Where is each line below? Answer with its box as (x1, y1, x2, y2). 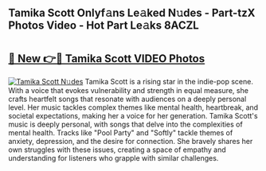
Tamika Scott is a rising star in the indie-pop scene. (84, 77, 253, 86)
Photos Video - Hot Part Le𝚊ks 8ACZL (8, 19, 199, 33)
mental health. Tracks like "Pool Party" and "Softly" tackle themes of (8, 128, 233, 138)
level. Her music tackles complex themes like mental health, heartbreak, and (8, 103, 259, 112)
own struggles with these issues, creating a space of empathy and (8, 145, 226, 154)
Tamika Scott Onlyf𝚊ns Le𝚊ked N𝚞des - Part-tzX (8, 6, 256, 20)
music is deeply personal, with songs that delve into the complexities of (8, 119, 243, 129)
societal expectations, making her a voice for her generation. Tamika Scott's (8, 111, 258, 120)
